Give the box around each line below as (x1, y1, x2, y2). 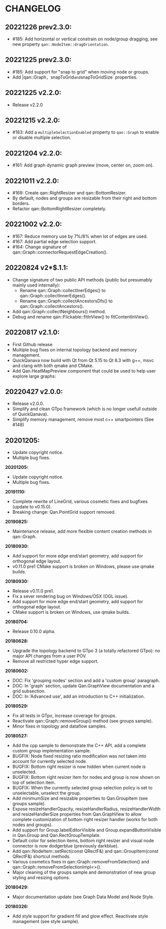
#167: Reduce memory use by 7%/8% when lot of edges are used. (12, 233, 148, 239)
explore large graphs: (12, 373, 56, 379)
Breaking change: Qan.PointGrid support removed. (12, 509, 116, 515)
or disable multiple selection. (12, 135, 71, 141)
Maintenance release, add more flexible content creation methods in (12, 528, 152, 535)
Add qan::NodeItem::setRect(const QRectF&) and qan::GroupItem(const (12, 848, 159, 854)
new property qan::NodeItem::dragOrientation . (12, 41, 110, 47)
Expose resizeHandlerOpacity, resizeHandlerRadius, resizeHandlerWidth (12, 806, 161, 812)
